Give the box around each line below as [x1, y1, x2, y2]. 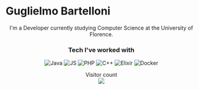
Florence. [89, 30, 113, 37]
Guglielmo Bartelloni [5, 4, 110, 18]
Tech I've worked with [68, 45, 135, 54]
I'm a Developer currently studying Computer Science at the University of [9, 24, 194, 31]
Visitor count [85, 71, 118, 79]
